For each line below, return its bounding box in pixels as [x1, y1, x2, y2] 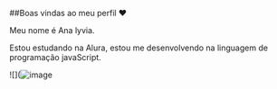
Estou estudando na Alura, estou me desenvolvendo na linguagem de [9, 42, 269, 53]
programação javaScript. [9, 52, 101, 62]
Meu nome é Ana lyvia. [9, 25, 95, 35]
